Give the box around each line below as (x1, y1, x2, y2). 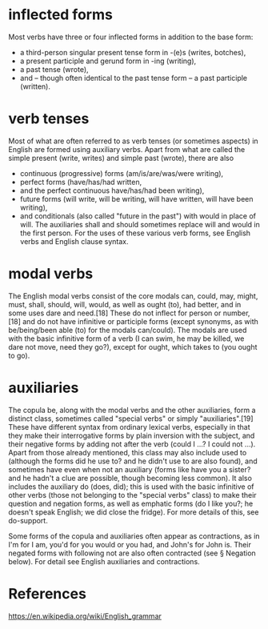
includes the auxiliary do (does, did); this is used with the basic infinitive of (8, 482, 254, 491)
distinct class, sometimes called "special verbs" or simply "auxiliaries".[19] (8, 414, 254, 423)
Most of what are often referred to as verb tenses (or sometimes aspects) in (8, 136, 258, 146)
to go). (8, 351, 30, 360)
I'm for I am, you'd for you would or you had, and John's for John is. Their (8, 539, 252, 549)
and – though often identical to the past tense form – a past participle (19, 73, 248, 82)
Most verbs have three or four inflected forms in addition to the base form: (8, 32, 254, 42)
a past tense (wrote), (19, 64, 90, 74)
